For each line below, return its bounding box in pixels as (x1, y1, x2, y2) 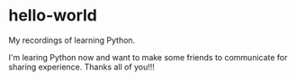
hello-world (8, 5, 98, 26)
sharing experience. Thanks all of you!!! (8, 61, 155, 72)
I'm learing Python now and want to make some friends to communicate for (8, 52, 288, 62)
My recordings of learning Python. (8, 35, 136, 45)
